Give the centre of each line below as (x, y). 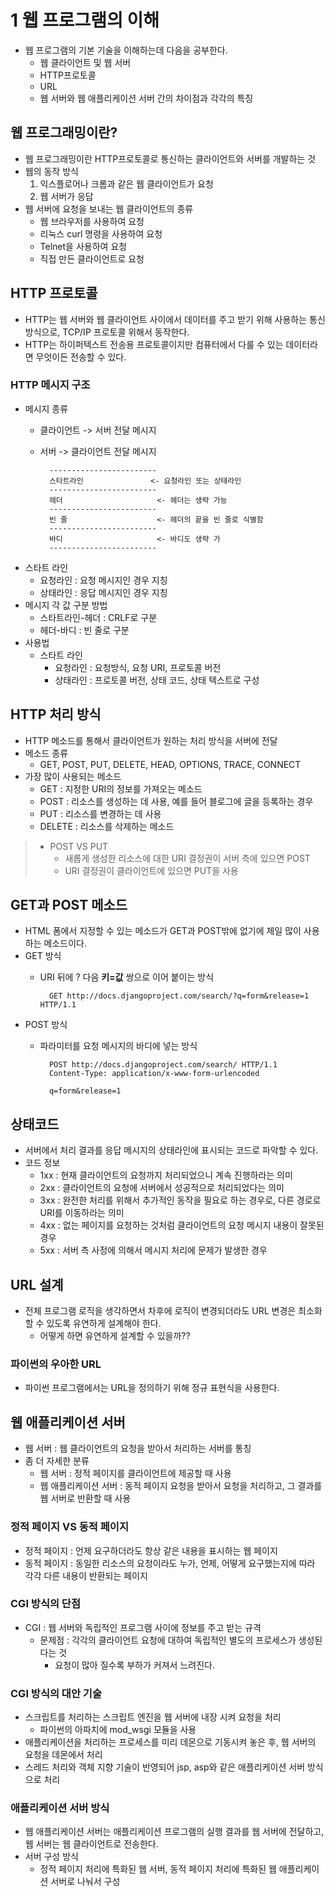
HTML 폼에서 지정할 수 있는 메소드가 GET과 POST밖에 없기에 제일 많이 (163, 931)
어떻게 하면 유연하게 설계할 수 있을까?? (115, 1336)
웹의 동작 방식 (51, 171)
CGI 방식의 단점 (45, 1604)
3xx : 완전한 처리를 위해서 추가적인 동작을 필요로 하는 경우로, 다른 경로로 (180, 1200)
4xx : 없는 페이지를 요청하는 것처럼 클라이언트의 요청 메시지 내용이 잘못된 (182, 1225)
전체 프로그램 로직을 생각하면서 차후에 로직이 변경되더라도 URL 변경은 (160, 1311)
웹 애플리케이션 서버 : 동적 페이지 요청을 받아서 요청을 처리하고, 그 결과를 (181, 1486)
